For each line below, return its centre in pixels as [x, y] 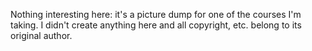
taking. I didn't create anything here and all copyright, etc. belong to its [156, 25]
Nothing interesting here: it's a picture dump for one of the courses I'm [156, 14]
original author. [41, 35]
